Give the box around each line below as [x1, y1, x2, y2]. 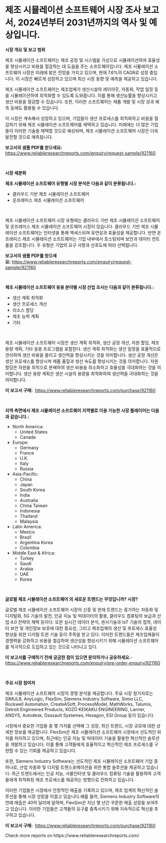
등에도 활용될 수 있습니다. [10, 105, 59, 111]
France [19, 450, 35, 456]
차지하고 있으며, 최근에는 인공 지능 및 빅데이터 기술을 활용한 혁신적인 [14, 735, 147, 741]
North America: [12, 423, 44, 429]
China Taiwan [19, 503, 48, 508]
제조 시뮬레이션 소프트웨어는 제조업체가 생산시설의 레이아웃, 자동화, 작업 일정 [5, 86, 154, 92]
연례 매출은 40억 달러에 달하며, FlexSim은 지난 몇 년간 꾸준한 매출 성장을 [5, 799, 145, 805]
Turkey [19, 555, 34, 561]
